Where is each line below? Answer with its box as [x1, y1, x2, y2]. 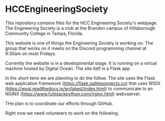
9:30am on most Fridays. [5, 51, 56, 57]
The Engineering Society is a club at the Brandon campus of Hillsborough [5, 25, 156, 31]
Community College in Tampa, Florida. [5, 30, 83, 36]
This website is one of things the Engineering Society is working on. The [5, 40, 153, 46]
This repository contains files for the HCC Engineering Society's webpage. [5, 20, 158, 26]
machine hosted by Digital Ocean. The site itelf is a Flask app [5, 65, 130, 71]
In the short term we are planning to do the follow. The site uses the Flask [5, 75, 156, 81]
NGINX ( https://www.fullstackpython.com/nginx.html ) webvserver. [5, 91, 141, 97]
